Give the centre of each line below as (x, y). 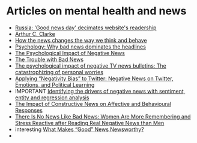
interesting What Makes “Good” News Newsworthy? (79, 129)
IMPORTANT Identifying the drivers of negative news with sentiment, (100, 91)
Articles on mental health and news (96, 11)
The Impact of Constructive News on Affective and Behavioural (93, 104)
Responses (29, 110)
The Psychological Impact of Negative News (70, 53)
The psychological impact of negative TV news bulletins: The (90, 66)
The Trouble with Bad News (49, 59)
